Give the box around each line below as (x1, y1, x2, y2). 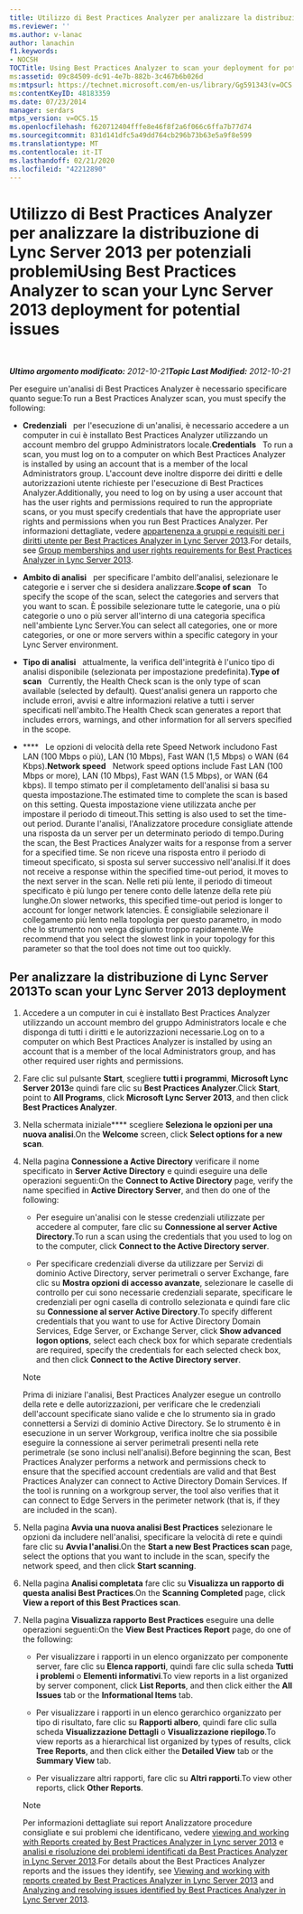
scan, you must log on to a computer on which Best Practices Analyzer (22, 449, 286, 460)
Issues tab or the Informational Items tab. (35, 1690, 194, 1701)
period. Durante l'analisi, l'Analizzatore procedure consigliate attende (36, 819, 293, 830)
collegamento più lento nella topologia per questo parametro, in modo (22, 915, 282, 925)
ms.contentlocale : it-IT (9, 147, 103, 156)
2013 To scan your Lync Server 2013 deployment (9, 983, 287, 999)
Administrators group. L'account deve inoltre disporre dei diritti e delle (22, 468, 283, 479)
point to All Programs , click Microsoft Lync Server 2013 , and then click (22, 1093, 289, 1103)
